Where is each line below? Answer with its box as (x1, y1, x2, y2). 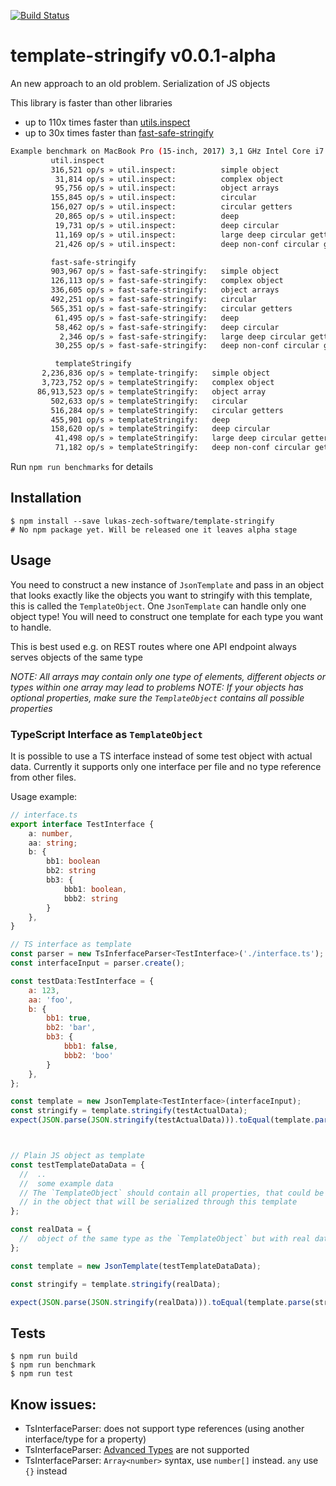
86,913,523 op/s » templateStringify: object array (36, 386, 267, 397)
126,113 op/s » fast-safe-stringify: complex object (50, 276, 284, 286)
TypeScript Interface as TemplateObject (10, 727, 203, 741)
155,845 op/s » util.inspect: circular (50, 193, 257, 203)
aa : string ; (28, 838, 78, 848)
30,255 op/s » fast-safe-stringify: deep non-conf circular (54, 341, 320, 351)
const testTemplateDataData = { (10, 1160, 145, 1170)
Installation (10, 490, 82, 507)
